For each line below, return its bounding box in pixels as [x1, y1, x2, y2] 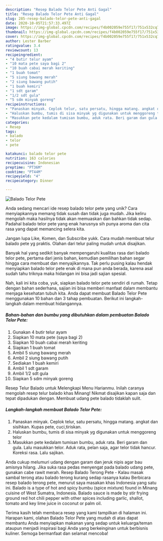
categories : [5, 120, 30, 125]
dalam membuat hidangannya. [22, 301, 83, 306]
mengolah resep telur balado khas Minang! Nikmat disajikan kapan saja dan [5, 390, 156, 396]
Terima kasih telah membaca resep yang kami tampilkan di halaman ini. [5, 509, 148, 515]
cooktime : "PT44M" [5, 169, 43, 174]
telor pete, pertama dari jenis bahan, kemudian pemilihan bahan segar [5, 255, 145, 261]
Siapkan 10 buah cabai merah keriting [12, 339, 88, 345]
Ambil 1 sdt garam [12, 365, 49, 371]
